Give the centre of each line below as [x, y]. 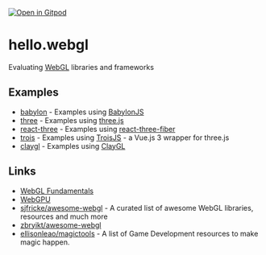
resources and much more [64, 216]
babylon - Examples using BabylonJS [82, 112]
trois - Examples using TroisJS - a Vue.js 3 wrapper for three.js [125, 138]
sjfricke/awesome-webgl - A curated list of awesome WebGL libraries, [137, 208]
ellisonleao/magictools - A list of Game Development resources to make [139, 233]
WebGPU [35, 199]
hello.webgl [48, 45]
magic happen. [45, 242]
